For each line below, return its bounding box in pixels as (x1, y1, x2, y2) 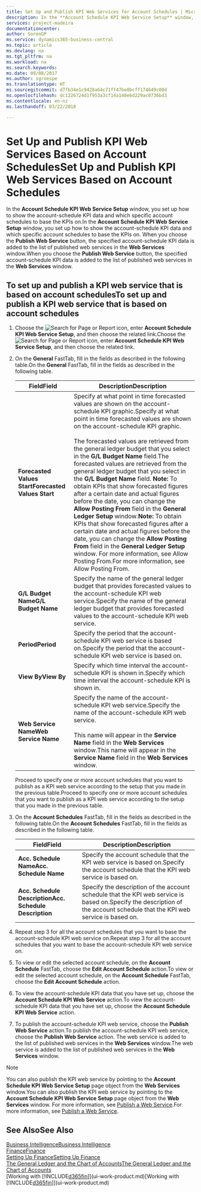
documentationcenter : (6, 25, 60, 32)
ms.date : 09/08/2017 (6, 70, 58, 76)
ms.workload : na (6, 59, 47, 65)
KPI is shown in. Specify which (100, 669, 185, 677)
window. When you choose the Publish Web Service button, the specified (6, 250, 187, 257)
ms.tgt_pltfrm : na (6, 53, 52, 59)
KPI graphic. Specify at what (100, 407, 179, 416)
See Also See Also (6, 1125, 74, 1135)
